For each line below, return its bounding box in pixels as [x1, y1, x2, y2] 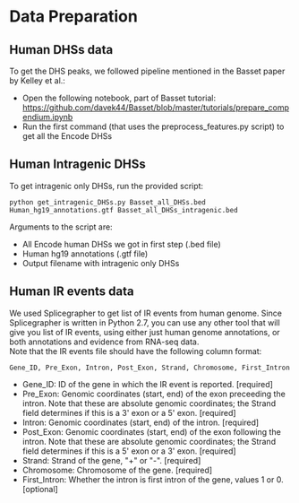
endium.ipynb [21, 112, 73, 122]
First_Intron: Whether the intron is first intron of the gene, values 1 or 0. [21, 473, 284, 485]
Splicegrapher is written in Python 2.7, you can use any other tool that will [9, 317, 280, 328]
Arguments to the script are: [9, 221, 114, 232]
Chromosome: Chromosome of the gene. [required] [21, 464, 213, 475]
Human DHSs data [9, 42, 114, 57]
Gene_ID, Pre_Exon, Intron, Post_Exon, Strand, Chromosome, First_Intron [9, 363, 291, 372]
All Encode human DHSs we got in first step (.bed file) [21, 238, 221, 249]
